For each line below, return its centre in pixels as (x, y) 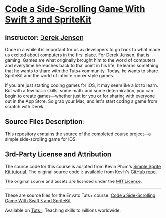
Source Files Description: (45, 122)
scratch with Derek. (25, 106)
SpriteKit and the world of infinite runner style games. (60, 76)
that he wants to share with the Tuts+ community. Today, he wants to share (82, 71)
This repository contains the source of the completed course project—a (78, 134)
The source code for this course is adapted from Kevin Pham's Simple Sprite (83, 166)
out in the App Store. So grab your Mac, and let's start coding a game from (81, 101)
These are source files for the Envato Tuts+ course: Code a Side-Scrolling (80, 195)
